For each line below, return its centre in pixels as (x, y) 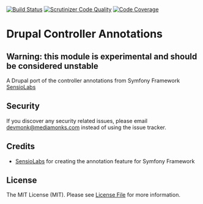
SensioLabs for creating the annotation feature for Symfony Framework (105, 161)
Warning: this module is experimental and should (102, 56)
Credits (21, 146)
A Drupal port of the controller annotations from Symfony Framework (93, 80)
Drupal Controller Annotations (85, 34)
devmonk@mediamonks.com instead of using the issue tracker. (87, 127)
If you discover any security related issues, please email (77, 121)
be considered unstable (53, 66)
